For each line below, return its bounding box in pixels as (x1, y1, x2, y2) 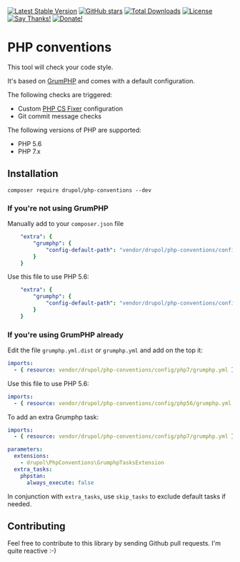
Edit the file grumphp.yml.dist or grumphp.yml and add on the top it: (7, 346, 204, 354)
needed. (7, 499, 32, 508)
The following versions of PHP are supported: (7, 126, 141, 134)
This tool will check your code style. (7, 63, 114, 71)
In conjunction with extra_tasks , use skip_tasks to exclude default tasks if (7, 492, 226, 501)
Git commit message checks (17, 111, 102, 121)
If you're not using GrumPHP (7, 203, 109, 213)
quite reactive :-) (7, 546, 57, 556)
